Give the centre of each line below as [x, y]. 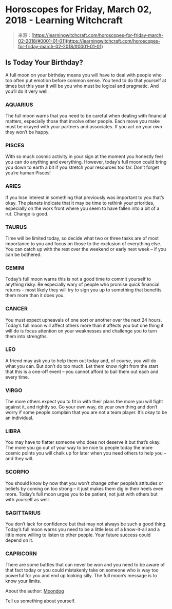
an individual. [20, 418]
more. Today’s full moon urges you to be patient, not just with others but [82, 494]
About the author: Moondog [35, 591]
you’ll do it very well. [27, 91]
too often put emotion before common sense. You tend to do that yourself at [86, 80]
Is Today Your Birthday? [44, 63]
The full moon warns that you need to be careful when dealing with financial [86, 116]
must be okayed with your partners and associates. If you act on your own [84, 127]
